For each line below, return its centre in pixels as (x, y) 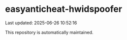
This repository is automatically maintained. (49, 32)
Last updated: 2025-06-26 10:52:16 (41, 23)
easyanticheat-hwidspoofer (63, 9)
